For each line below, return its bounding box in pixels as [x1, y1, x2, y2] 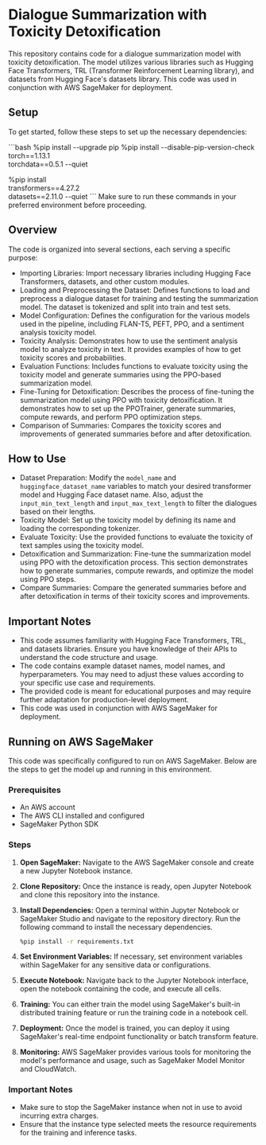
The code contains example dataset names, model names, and [19, 661, 226, 670]
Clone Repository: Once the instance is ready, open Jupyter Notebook [19, 881, 252, 891]
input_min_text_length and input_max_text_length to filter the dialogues [19, 498, 257, 508]
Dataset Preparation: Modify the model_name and [19, 473, 176, 483]
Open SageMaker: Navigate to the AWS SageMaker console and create [19, 858, 254, 867]
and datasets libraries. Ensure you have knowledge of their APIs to [19, 644, 237, 654]
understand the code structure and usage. [19, 653, 159, 662]
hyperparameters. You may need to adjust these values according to [19, 670, 245, 679]
